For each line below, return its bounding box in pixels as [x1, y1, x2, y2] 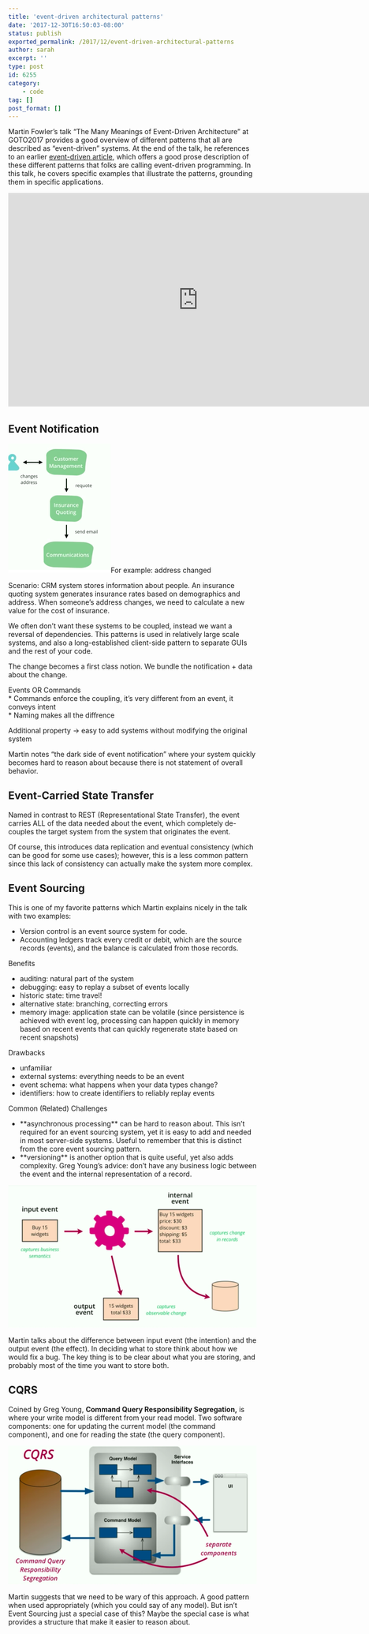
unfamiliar [19, 1062, 53, 1073]
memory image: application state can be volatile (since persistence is [19, 1007, 244, 1017]
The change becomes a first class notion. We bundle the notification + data [8, 661, 253, 671]
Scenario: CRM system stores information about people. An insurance [8, 581, 235, 590]
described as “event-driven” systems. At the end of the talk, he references [8, 144, 250, 153]
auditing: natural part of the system [19, 973, 134, 983]
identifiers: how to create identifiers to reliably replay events [19, 1088, 215, 1097]
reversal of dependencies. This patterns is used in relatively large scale [8, 630, 240, 639]
